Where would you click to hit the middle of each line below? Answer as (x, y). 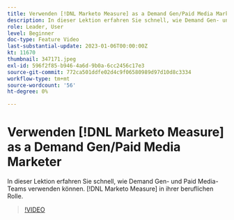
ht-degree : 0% (28, 91)
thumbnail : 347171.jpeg (42, 59)
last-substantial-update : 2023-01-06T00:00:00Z (78, 46)
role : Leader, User (36, 27)
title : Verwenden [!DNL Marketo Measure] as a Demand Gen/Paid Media (110, 14)
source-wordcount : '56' (42, 85)
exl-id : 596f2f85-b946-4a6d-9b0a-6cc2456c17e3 (76, 66)
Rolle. (15, 196)
